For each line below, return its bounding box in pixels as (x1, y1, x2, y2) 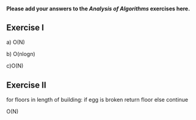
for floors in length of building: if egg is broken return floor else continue (6, 96, 189, 104)
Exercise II (6, 80, 47, 90)
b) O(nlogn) (6, 51, 35, 58)
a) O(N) (6, 38, 26, 46)
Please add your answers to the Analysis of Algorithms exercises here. (6, 5, 191, 12)
